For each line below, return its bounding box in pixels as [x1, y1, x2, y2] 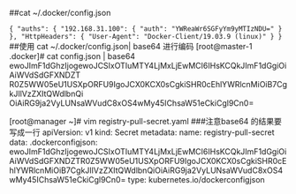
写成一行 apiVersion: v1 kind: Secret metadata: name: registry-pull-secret [9, 127, 275, 138]
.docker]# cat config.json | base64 [9, 51, 135, 61]
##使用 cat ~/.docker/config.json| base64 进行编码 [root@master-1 [9, 41, 253, 51]
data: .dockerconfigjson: [9, 137, 98, 147]
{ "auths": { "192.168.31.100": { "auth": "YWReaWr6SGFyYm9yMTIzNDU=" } [9, 25, 283, 34]
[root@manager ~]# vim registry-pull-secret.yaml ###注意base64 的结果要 [9, 116, 283, 126]
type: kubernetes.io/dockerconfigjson [127, 175, 265, 184]
